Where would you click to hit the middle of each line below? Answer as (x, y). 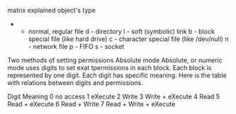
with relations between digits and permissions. (75, 83)
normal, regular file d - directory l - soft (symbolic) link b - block (121, 32)
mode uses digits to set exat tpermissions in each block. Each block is (109, 68)
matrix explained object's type (51, 10)
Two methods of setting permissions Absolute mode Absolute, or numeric (115, 60)
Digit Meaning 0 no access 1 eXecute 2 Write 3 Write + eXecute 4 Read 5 (114, 96)
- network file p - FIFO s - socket (76, 46)
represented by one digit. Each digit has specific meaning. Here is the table (117, 75)
